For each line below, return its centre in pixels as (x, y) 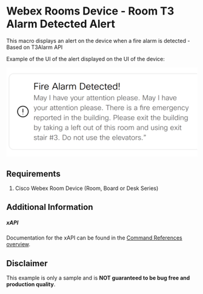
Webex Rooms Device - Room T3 (90, 11)
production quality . (31, 284)
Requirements (33, 174)
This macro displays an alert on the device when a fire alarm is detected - (98, 41)
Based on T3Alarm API (35, 47)
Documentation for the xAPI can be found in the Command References (95, 238)
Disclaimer (27, 263)
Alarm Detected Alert (61, 24)
